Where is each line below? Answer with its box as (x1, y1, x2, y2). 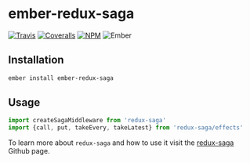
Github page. (8, 147, 50, 156)
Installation (8, 53, 64, 67)
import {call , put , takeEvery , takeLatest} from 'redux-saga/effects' (8, 124, 244, 132)
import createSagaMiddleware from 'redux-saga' (8, 117, 167, 125)
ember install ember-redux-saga (8, 74, 114, 82)
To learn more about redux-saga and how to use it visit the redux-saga (8, 138, 234, 147)
